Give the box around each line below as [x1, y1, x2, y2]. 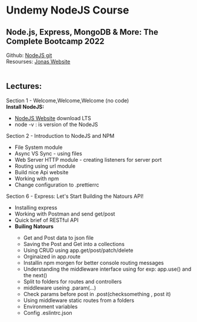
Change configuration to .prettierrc [14, 181, 99, 188]
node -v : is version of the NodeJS [14, 121, 98, 128]
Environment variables [23, 303, 78, 310]
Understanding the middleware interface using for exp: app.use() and [23, 265, 192, 273]
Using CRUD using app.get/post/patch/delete [23, 247, 133, 254]
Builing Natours [14, 223, 54, 230]
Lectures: [6, 81, 42, 91]
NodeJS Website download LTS [14, 114, 91, 121]
